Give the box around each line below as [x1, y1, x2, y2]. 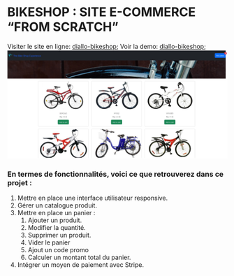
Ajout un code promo [27, 246, 89, 254]
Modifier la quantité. [27, 224, 86, 232]
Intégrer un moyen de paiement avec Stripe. [17, 261, 145, 269]
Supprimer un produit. [27, 231, 92, 240]
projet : [7, 177, 33, 187]
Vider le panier [27, 238, 71, 247]
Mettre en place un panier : [17, 209, 96, 217]
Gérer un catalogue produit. [17, 201, 98, 210]
